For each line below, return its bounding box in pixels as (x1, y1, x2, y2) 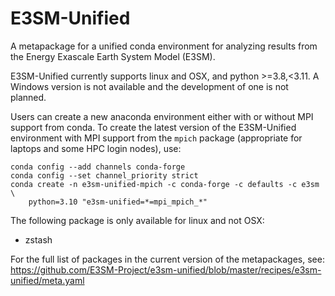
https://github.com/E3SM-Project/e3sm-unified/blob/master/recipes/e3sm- (10, 263, 322, 276)
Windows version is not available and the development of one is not (10, 80, 289, 92)
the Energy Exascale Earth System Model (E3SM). (10, 50, 216, 62)
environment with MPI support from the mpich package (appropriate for (10, 132, 303, 144)
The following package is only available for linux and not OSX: (10, 214, 265, 226)
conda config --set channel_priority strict (10, 170, 199, 181)
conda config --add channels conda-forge (10, 162, 186, 172)
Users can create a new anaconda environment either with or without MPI (10, 110, 314, 122)
